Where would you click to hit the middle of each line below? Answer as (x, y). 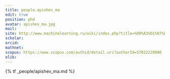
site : (11, 33)
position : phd (20, 19)
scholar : (14, 38)
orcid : (12, 43)
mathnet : (14, 48)
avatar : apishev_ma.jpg (30, 24)
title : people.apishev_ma (32, 10)
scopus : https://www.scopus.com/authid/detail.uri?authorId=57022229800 (83, 52)
